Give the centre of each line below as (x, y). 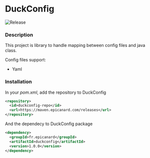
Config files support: (25, 60)
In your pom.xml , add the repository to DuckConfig (56, 92)
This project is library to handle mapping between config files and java (75, 45)
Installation (19, 82)
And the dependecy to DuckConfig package (49, 124)
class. (11, 50)
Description (19, 35)
